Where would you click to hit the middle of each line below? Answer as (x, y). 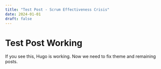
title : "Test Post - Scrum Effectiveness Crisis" (57, 10)
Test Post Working (44, 43)
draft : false (19, 19)
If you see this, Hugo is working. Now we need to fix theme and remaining (80, 56)
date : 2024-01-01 (23, 14)
